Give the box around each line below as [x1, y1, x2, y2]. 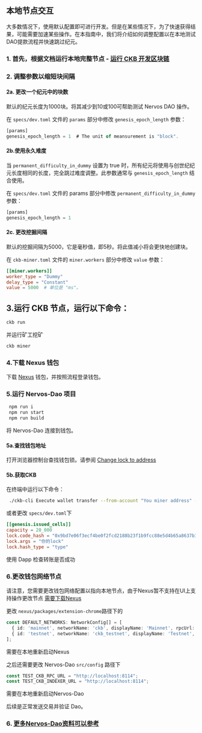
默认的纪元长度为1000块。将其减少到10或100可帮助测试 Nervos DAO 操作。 [6, 103, 192, 110]
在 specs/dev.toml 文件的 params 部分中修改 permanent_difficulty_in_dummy [6, 189, 195, 197]
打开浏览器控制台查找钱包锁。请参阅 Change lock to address [6, 456, 156, 463]
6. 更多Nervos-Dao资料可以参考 [6, 720, 99, 728]
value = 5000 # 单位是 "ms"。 [6, 285, 81, 291]
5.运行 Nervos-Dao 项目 [6, 390, 76, 398]
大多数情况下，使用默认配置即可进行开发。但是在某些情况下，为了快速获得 [6, 23, 191, 30]
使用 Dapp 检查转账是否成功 [6, 556, 75, 563]
